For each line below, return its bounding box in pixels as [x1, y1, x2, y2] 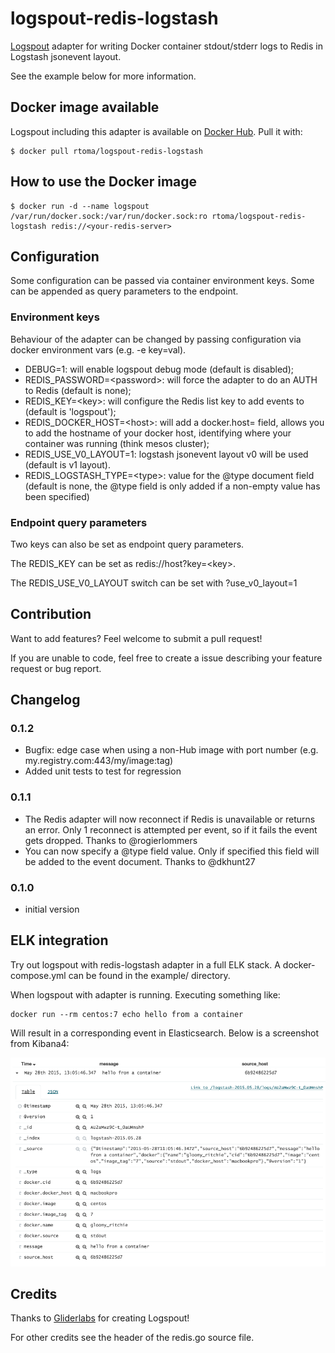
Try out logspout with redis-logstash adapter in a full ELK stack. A [10, 958, 281, 971]
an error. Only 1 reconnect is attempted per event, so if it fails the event [24, 823, 318, 836]
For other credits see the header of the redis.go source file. [10, 1332, 255, 1344]
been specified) [24, 490, 90, 502]
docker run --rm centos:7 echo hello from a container [10, 1009, 244, 1019]
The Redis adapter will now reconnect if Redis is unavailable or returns [24, 813, 316, 825]
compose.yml [10, 969, 67, 981]
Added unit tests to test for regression [24, 765, 182, 777]
